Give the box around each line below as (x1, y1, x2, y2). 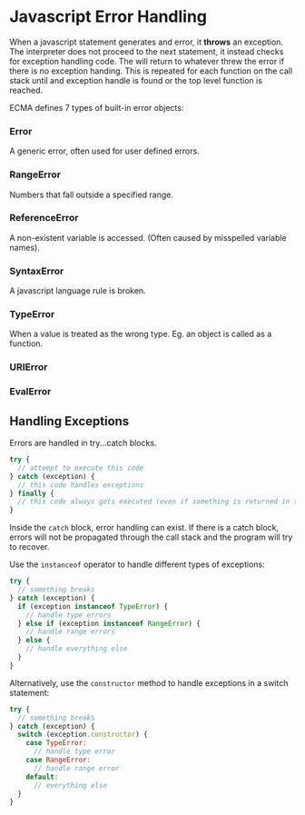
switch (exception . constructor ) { (17, 730, 148, 740)
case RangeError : (25, 756, 92, 765)
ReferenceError (9, 212, 79, 224)
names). (9, 242, 41, 253)
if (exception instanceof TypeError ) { (17, 601, 169, 611)
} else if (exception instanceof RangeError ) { (17, 619, 202, 628)
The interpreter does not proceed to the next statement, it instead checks (9, 45, 284, 56)
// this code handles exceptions (17, 480, 144, 490)
